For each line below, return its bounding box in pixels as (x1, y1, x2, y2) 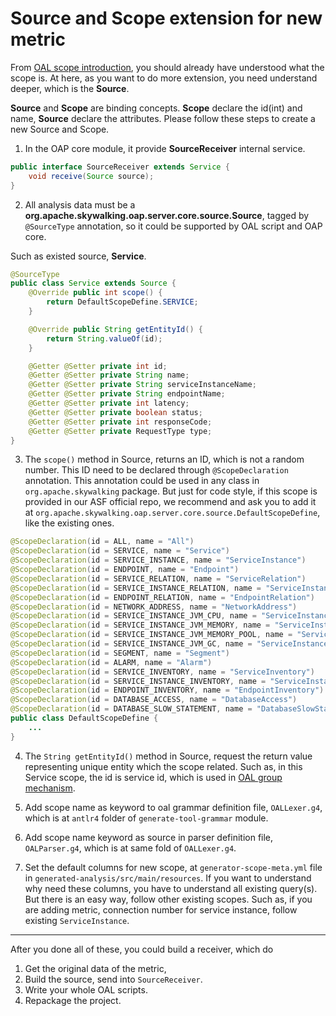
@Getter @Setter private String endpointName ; (28, 389, 226, 399)
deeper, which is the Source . (10, 82, 130, 94)
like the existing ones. (24, 517, 115, 529)
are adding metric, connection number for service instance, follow (24, 903, 298, 916)
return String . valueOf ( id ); (46, 333, 163, 344)
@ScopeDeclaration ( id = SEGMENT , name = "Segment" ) (10, 648, 230, 658)
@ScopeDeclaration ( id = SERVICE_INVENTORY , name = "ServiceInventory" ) (10, 667, 315, 677)
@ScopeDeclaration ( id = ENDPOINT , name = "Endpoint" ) (10, 565, 240, 575)
